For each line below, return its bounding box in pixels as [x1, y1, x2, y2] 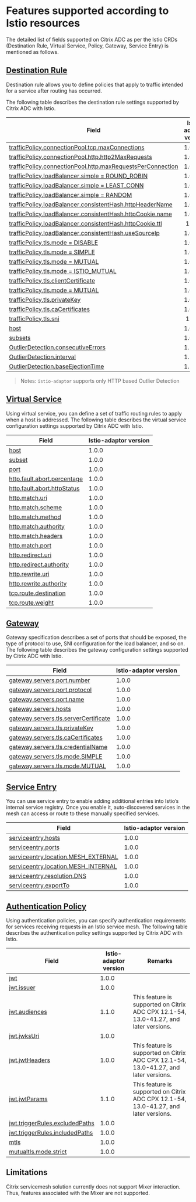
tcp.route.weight [9, 598, 54, 607]
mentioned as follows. [6, 48, 60, 55]
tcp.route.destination [9, 589, 66, 597]
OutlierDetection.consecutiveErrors [9, 343, 106, 351]
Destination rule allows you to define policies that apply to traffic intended [6, 81, 184, 88]
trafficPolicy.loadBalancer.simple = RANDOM [9, 190, 132, 199]
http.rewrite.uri [9, 570, 50, 578]
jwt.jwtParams [9, 1095, 48, 1103]
